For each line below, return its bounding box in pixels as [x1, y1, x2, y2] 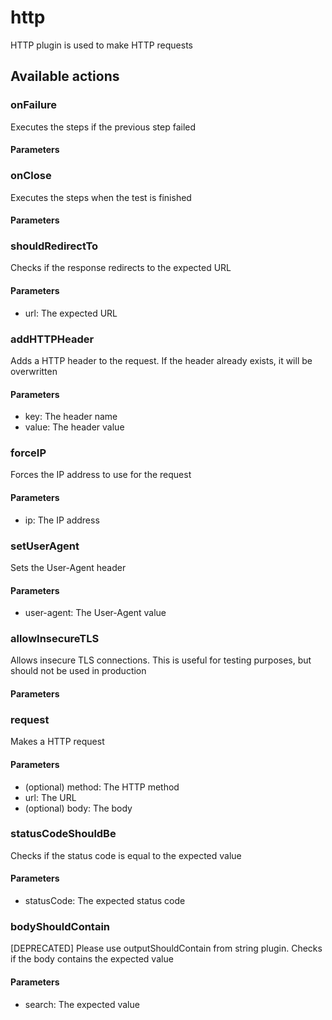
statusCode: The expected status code [24, 895, 186, 906]
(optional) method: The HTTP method [24, 781, 180, 793]
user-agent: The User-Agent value [24, 607, 167, 619]
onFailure [10, 98, 58, 112]
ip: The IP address [24, 514, 100, 526]
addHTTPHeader [10, 332, 95, 346]
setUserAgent [10, 539, 80, 553]
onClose [10, 169, 52, 183]
